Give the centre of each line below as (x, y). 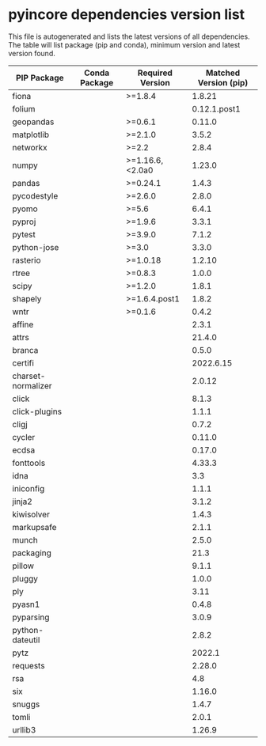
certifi (23, 363)
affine (23, 324)
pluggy (25, 578)
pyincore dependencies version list (127, 15)
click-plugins (37, 411)
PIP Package (40, 78)
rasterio (27, 260)
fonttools (29, 463)
